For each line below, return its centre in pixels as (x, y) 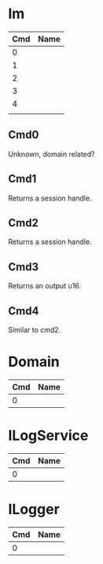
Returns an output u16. (44, 286)
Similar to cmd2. (35, 330)
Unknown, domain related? (51, 154)
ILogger (34, 510)
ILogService (48, 436)
